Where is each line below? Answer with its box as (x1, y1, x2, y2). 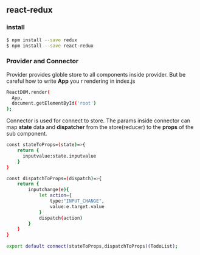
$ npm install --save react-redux (6, 43, 94, 49)
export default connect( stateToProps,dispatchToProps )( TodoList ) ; (6, 243, 178, 250)
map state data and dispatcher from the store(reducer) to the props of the (6, 124, 194, 131)
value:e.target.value (49, 203, 105, 209)
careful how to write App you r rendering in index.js (6, 77, 136, 85)
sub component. (6, 130, 47, 138)
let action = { (38, 192, 72, 198)
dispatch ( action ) (38, 215, 83, 221)
